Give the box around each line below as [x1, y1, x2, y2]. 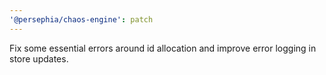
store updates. [9, 52, 69, 65]
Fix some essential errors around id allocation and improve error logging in [9, 42, 317, 54]
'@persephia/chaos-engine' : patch [9, 14, 154, 25]
